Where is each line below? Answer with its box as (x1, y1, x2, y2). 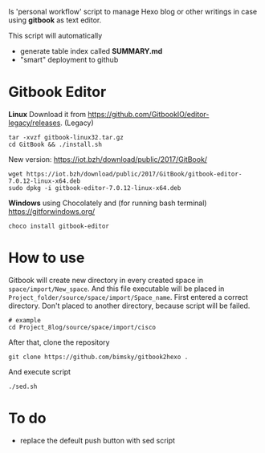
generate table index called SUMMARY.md (19, 47, 163, 55)
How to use (8, 249, 85, 267)
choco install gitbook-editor (8, 222, 110, 230)
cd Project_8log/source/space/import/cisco (8, 323, 157, 331)
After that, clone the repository (8, 337, 110, 347)
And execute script (8, 366, 71, 376)
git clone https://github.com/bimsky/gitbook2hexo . (8, 353, 189, 361)
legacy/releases (8, 118, 61, 127)
